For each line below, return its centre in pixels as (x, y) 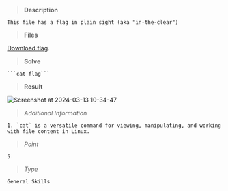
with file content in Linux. (48, 132)
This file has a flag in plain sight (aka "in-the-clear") (93, 23)
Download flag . (28, 48)
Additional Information (55, 113)
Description (41, 10)
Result (33, 87)
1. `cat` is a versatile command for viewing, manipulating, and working (114, 126)
